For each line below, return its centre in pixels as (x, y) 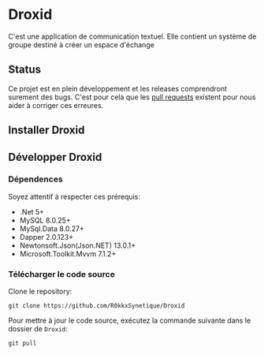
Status (25, 70)
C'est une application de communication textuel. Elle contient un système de (132, 36)
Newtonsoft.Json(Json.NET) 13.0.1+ (78, 245)
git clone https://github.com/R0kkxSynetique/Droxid (97, 306)
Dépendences (35, 179)
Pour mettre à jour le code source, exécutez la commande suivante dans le (130, 320)
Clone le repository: (40, 291)
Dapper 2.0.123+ (46, 237)
